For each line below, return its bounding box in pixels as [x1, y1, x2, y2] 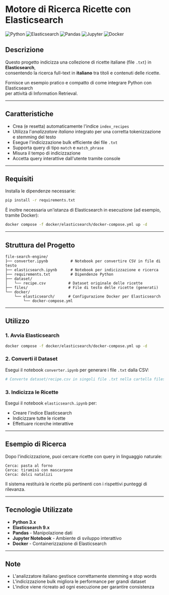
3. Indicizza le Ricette [5, 388, 59, 395]
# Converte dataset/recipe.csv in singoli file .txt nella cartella [5, 376, 152, 382]
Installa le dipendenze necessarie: [5, 188, 76, 194]
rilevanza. [5, 486, 26, 492]
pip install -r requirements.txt [5, 198, 75, 203]
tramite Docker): [5, 212, 39, 218]
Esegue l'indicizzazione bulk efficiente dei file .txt [12, 139, 118, 145]
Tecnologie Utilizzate [5, 506, 73, 514]
